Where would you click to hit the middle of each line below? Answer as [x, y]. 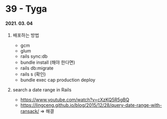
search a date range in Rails [42, 90]
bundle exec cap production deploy [58, 80]
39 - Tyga [26, 9]
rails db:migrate [37, 68]
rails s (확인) [33, 74]
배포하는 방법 [26, 35]
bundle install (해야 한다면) [48, 62]
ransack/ [30, 111]
